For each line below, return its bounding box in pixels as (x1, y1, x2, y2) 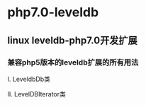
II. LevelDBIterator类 (7, 89, 66, 98)
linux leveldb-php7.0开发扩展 (7, 34, 137, 46)
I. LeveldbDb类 (7, 74, 51, 83)
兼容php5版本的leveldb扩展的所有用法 (7, 57, 139, 67)
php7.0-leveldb (7, 4, 99, 21)
